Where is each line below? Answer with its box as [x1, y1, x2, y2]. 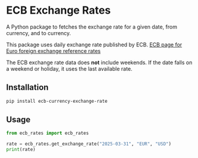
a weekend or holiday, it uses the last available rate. [6, 65, 133, 72]
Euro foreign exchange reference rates [6, 47, 101, 54]
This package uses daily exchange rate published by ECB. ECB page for [6, 41, 183, 48]
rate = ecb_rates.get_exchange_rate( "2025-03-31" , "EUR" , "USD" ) [6, 141, 171, 147]
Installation [6, 83, 49, 93]
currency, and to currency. [6, 29, 71, 36]
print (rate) [6, 147, 36, 153]
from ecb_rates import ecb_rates [6, 130, 89, 137]
